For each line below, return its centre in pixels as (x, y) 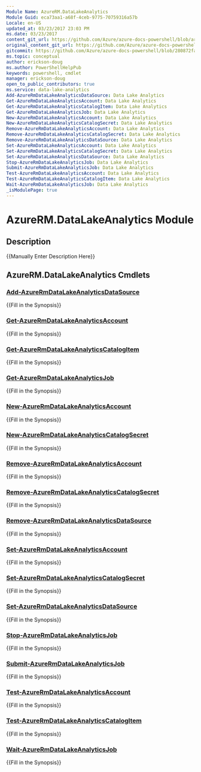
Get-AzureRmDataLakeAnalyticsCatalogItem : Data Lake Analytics (87, 106)
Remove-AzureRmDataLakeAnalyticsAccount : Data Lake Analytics (85, 129)
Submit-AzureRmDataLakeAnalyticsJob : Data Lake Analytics (80, 168)
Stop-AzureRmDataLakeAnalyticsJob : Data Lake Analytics (77, 162)
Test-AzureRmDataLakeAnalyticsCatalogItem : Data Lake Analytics (88, 179)
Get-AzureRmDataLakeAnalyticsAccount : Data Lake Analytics (81, 101)
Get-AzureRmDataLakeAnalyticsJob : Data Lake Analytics (76, 112)
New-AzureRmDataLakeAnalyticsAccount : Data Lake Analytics (81, 117)
